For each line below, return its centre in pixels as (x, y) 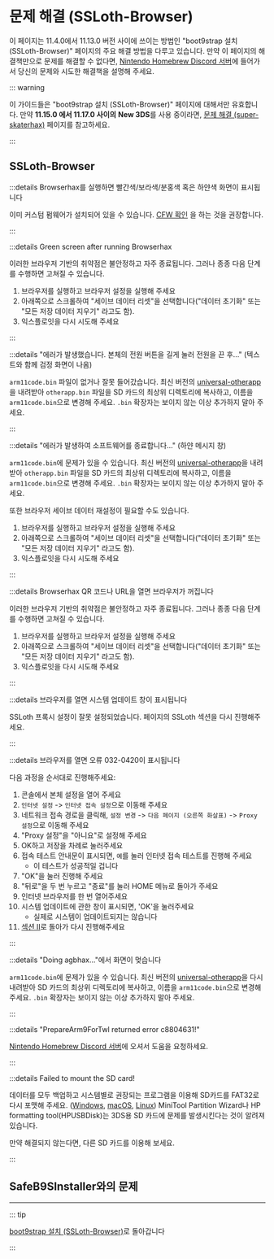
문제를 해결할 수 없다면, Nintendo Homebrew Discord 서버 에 (141, 61)
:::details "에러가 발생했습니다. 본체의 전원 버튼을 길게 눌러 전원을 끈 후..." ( (128, 354)
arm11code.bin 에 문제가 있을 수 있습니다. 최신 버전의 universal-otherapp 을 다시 (136, 977)
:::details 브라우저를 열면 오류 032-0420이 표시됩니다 (95, 760)
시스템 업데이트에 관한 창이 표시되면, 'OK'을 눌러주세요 (107, 906)
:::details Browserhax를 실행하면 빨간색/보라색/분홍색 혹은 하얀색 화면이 (124, 187)
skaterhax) (27, 124)
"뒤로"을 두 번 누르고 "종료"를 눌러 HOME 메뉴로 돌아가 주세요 (120, 886)
